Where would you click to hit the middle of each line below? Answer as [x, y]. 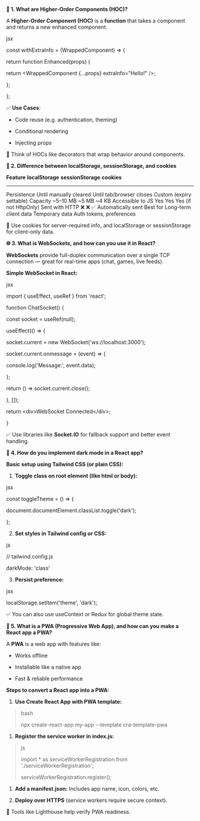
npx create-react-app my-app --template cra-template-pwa [94, 725]
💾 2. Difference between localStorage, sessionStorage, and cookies [91, 166]
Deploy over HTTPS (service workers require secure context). [91, 800]
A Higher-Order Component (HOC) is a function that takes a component [96, 21]
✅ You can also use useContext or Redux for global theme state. [85, 614]
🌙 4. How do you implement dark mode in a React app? [75, 453]
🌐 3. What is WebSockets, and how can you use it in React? [81, 243]
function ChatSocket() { [35, 308]
